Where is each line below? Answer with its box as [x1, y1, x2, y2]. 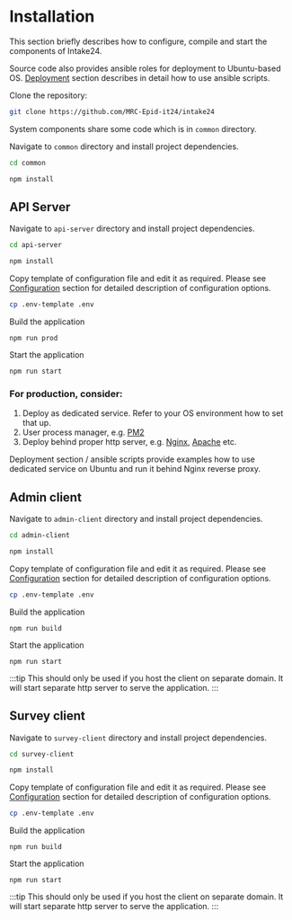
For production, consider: [9, 387, 123, 400]
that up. [22, 418, 51, 429]
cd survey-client [9, 749, 75, 758]
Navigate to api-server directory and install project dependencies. [9, 223, 255, 234]
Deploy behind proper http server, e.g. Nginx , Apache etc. [22, 437, 237, 447]
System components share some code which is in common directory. [9, 123, 258, 134]
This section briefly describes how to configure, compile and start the [9, 36, 268, 47]
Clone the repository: [9, 90, 88, 101]
